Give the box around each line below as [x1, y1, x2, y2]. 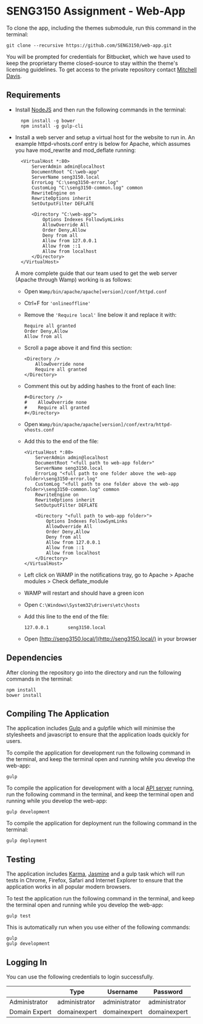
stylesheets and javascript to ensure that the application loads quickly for [6, 731, 189, 738]
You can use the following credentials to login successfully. [6, 973, 155, 980]
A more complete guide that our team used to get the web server [15, 269, 178, 277]
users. [6, 738, 22, 745]
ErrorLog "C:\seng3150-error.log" [31, 179, 119, 185]
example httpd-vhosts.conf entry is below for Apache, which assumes [15, 140, 191, 147]
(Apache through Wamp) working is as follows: [15, 276, 132, 283]
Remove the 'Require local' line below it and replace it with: [24, 311, 177, 319]
